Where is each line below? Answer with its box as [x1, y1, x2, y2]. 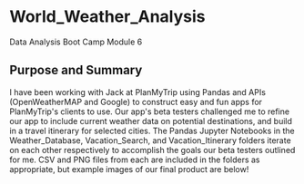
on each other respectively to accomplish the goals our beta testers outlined [9, 144, 296, 155]
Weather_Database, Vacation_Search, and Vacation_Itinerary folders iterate [9, 134, 291, 146]
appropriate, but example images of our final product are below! [9, 163, 249, 174]
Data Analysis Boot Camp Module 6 [9, 36, 143, 47]
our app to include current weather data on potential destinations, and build [9, 115, 293, 126]
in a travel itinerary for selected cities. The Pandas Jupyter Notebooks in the [9, 125, 295, 136]
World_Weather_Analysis [9, 6, 207, 27]
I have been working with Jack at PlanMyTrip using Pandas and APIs [9, 86, 267, 97]
